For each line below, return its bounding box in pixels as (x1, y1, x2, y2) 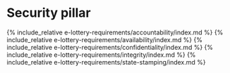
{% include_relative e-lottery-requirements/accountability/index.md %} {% (6, 28, 224, 36)
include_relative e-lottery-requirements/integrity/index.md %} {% (6, 51, 196, 59)
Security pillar (6, 5, 91, 21)
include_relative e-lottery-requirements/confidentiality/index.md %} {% (6, 43, 213, 51)
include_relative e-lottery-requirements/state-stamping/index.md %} (6, 58, 206, 66)
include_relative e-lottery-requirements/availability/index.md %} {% (6, 35, 202, 44)
